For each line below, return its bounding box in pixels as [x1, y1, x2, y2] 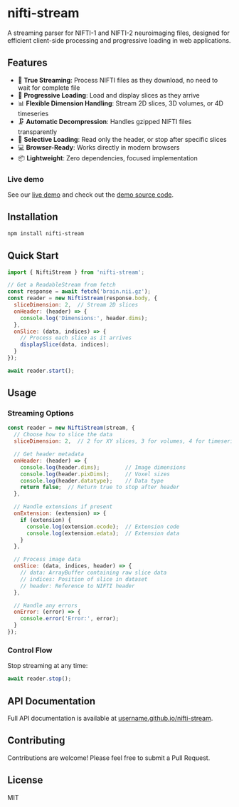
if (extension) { [20, 516, 72, 523]
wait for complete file [17, 83, 80, 92]
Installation [7, 211, 58, 223]
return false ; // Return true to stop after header [20, 483, 180, 491]
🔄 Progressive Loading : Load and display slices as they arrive [17, 91, 201, 99]
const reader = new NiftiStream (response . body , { [7, 294, 158, 302]
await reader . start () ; [7, 367, 75, 374]
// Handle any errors [14, 602, 78, 609]
